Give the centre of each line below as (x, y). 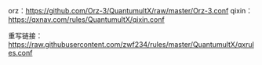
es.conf (20, 53)
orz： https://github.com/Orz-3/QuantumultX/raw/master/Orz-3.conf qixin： (131, 11)
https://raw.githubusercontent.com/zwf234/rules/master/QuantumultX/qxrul (131, 44)
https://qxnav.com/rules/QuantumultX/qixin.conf (86, 20)
